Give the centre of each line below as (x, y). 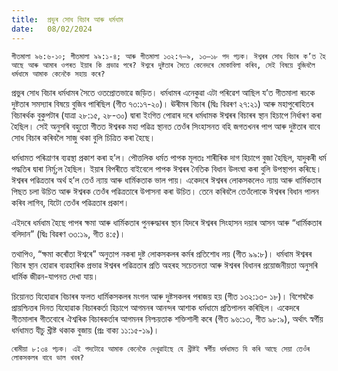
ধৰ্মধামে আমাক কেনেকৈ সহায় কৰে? (58, 74)
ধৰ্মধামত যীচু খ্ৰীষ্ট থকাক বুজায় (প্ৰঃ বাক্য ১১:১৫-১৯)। (85, 330)
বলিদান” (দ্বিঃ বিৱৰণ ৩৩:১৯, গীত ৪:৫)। (68, 233)
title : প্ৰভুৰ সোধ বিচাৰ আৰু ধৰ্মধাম (67, 19)
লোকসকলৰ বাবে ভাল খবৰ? (48, 357)
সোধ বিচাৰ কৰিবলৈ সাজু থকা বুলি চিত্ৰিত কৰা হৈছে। (83, 137)
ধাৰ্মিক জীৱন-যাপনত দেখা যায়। (55, 276)
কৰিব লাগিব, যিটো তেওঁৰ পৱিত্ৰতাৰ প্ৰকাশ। (70, 202)
